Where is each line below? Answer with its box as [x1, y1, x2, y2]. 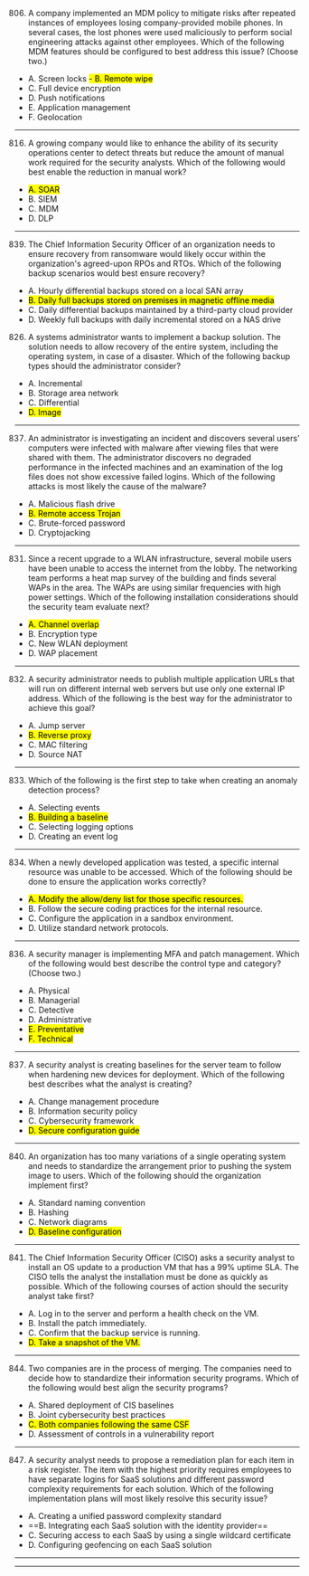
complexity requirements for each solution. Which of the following [27, 1484, 274, 1494]
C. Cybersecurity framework [27, 1116, 135, 1125]
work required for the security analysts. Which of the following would [27, 157, 286, 167]
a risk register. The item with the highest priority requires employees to [27, 1465, 292, 1475]
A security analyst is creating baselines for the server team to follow [27, 1059, 282, 1070]
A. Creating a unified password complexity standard [27, 1511, 222, 1521]
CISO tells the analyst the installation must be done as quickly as [27, 1271, 269, 1282]
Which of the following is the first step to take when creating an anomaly [27, 775, 298, 785]
